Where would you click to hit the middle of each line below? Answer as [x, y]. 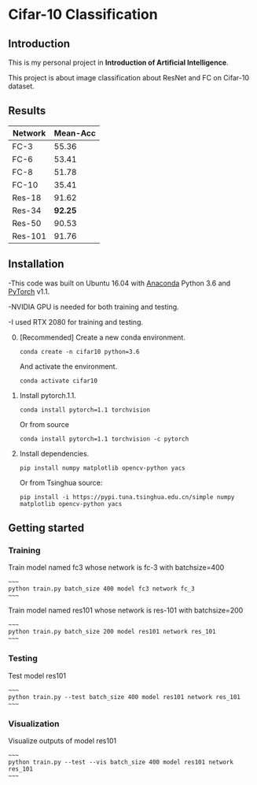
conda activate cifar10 [59, 381]
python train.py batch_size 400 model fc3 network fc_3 [101, 589]
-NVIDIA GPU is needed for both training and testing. [94, 307]
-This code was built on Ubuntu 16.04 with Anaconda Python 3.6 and [119, 283]
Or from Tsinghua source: [61, 482]
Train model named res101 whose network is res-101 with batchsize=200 [126, 610]
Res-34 [27, 210]
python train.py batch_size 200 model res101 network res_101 [112, 632]
